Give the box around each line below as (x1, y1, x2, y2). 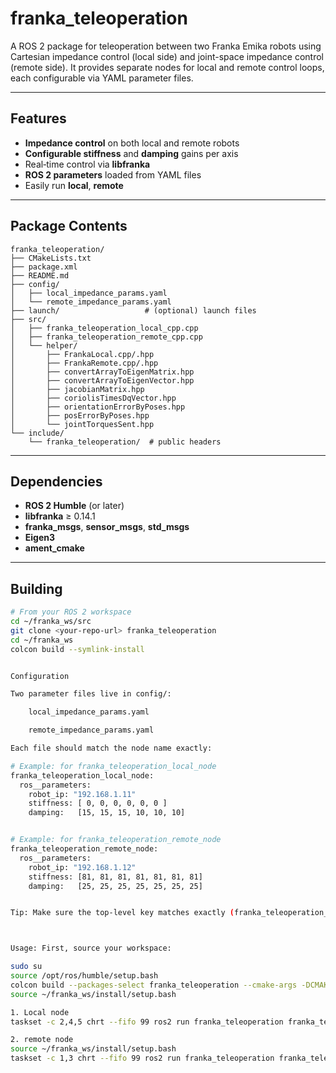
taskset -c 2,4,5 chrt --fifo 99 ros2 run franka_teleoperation (10, 1017, 284, 1027)
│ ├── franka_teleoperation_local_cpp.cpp (10, 323, 199, 333)
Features (10, 110, 67, 127)
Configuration (10, 671, 70, 681)
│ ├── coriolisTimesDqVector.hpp (10, 393, 177, 403)
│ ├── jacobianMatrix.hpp (10, 384, 145, 394)
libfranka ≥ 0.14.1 (24, 510, 96, 522)
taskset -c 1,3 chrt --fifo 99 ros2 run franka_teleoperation (10, 1053, 275, 1064)
